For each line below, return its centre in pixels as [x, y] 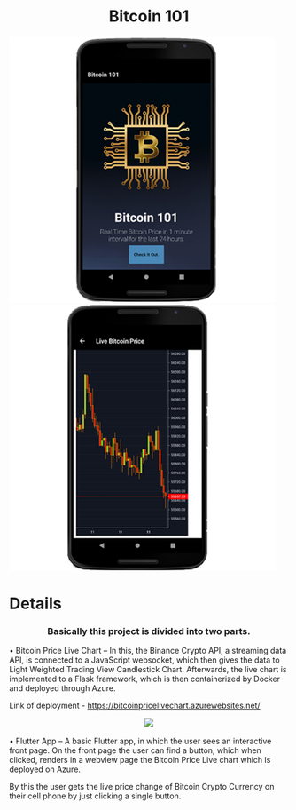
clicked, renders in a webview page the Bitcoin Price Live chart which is [140, 760]
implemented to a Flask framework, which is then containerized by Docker [145, 679]
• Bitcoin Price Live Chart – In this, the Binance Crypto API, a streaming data [148, 651]
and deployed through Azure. [63, 688]
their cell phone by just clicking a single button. [95, 796]
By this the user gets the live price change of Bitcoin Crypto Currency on [142, 787]
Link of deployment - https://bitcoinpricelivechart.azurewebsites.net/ [135, 706]
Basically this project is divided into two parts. [149, 631]
